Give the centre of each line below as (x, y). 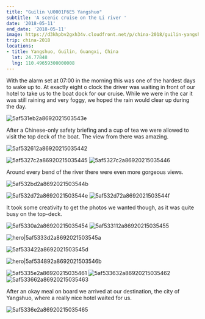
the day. (16, 106)
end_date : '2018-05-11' (37, 29)
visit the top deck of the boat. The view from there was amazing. (88, 136)
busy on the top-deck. (34, 213)
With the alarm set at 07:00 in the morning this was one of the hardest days (101, 81)
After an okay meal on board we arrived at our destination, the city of (93, 291)
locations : (20, 46)
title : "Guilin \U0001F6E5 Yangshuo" (54, 12)
